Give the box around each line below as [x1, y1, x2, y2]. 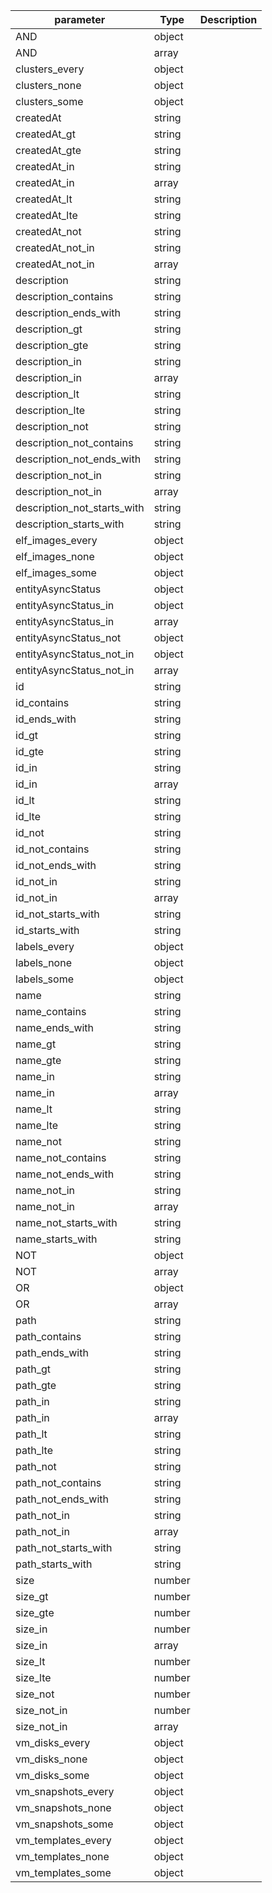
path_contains [15, 1330, 82, 1343]
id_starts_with [15, 924, 80, 937]
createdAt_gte [15, 144, 82, 157]
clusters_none [15, 79, 82, 92]
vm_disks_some [15, 1769, 90, 1782]
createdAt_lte [15, 209, 78, 222]
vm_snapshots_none [15, 1801, 112, 1814]
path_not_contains [15, 1476, 102, 1489]
